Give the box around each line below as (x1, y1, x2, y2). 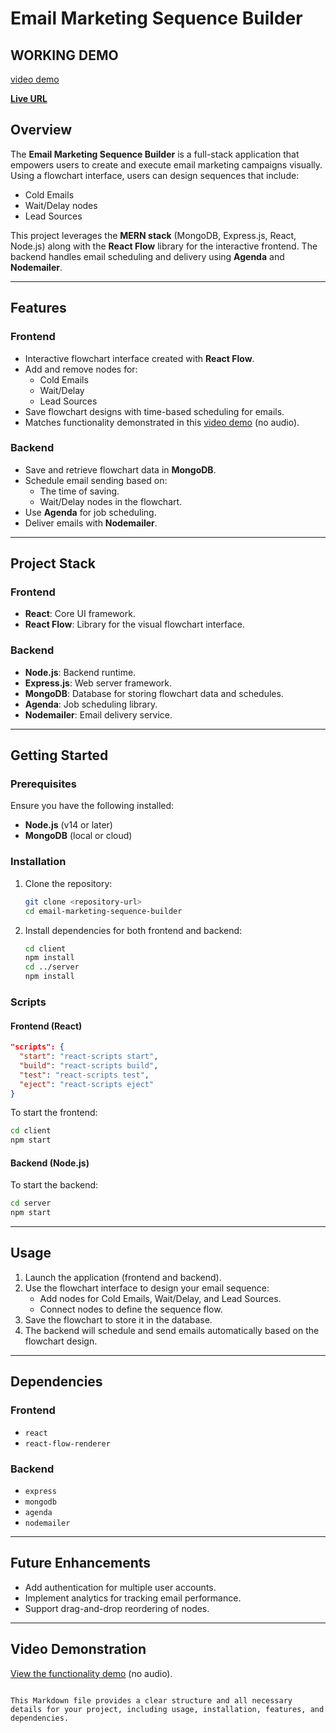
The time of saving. (39, 485, 120, 497)
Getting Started (10, 747, 109, 764)
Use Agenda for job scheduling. (24, 506, 157, 518)
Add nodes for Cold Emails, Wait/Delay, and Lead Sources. (39, 1292, 282, 1304)
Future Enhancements (10, 1555, 152, 1572)
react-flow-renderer (24, 1438, 111, 1449)
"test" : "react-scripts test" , (19, 1070, 150, 1080)
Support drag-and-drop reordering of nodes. (24, 1602, 210, 1614)
